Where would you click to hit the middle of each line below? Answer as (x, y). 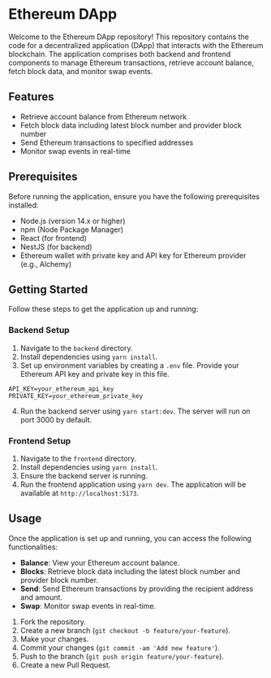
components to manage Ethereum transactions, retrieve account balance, (131, 63)
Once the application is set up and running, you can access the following (130, 538)
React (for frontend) (54, 238)
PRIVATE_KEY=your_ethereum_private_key (76, 396)
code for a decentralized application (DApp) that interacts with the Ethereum (136, 45)
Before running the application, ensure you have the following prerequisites (134, 196)
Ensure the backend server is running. (84, 475)
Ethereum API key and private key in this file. (95, 374)
